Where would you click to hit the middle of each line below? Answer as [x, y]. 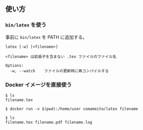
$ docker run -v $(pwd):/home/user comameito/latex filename [72, 109]
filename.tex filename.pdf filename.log [49, 122]
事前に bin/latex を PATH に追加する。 [46, 37]
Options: [15, 65]
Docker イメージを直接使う [39, 85]
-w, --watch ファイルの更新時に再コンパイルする [59, 71]
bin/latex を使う [26, 25]
